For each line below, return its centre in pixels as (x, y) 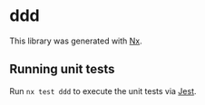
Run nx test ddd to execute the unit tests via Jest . (103, 91)
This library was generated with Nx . (76, 41)
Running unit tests (62, 69)
